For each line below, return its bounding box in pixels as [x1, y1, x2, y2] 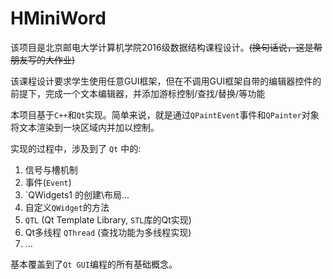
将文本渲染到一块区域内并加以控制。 [10, 121, 160, 133]
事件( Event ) [24, 176, 72, 188]
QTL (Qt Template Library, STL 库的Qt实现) [24, 213, 192, 226]
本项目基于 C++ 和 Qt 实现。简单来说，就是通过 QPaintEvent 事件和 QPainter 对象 [10, 108, 320, 121]
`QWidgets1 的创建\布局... [24, 188, 130, 201]
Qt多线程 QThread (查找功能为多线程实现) [24, 226, 192, 238]
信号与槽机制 [24, 163, 78, 176]
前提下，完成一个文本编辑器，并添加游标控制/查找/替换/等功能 [10, 87, 266, 99]
